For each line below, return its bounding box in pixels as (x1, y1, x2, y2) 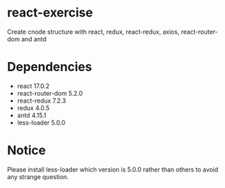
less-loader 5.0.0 (17, 118, 65, 127)
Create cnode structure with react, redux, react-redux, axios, (7, 28, 180, 36)
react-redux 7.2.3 (17, 96, 67, 105)
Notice (7, 143, 46, 158)
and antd (21, 34, 47, 43)
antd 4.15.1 (17, 111, 47, 119)
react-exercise (7, 5, 93, 21)
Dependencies (7, 59, 92, 75)
